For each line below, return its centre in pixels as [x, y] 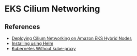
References [22, 27]
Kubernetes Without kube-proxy [44, 49]
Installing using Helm [32, 43]
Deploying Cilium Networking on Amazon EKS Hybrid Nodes [72, 38]
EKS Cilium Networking [52, 9]
